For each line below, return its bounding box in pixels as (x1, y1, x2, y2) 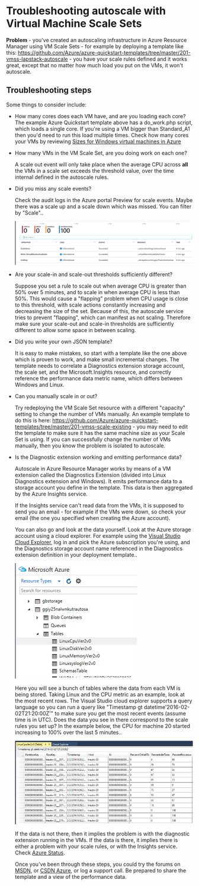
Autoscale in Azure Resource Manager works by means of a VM (14, 465, 171, 472)
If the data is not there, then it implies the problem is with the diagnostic (14, 830, 190, 837)
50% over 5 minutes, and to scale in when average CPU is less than (14, 289, 180, 296)
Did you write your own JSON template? (14, 338, 113, 345)
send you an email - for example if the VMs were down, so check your (14, 508, 187, 515)
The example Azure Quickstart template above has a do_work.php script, (14, 119, 193, 126)
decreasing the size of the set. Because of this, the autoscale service (14, 308, 184, 315)
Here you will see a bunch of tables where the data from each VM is (14, 685, 181, 692)
